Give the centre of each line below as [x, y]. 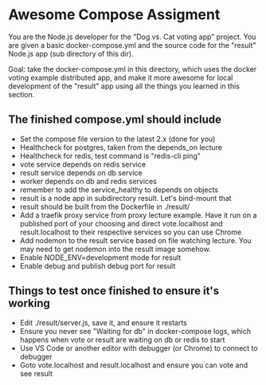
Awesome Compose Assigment [114, 15]
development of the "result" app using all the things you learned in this [124, 86]
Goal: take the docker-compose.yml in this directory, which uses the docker [133, 69]
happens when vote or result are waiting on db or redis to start [122, 340]
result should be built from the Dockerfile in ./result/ [105, 206]
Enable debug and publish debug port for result [98, 265]
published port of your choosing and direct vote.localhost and [121, 223]
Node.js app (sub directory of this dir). [71, 53]
